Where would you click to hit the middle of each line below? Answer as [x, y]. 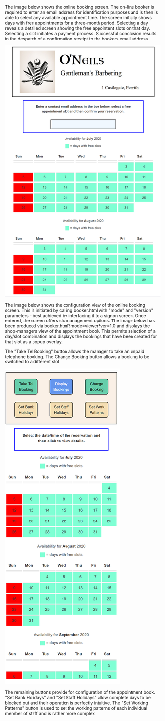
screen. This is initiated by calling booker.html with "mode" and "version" [79, 310]
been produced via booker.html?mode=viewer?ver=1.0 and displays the [78, 326]
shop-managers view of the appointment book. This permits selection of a [81, 331]
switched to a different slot [32, 362]
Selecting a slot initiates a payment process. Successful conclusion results [81, 33]
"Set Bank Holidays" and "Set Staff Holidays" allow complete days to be [78, 698]
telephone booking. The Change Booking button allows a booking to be [77, 357]
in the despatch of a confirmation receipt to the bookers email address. [77, 39]
